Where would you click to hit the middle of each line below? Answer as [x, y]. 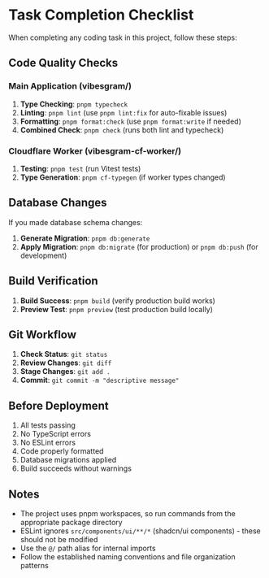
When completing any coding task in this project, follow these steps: [123, 37]
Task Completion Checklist [101, 15]
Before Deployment [59, 405]
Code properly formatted [62, 451]
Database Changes [58, 203]
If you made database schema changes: [76, 222]
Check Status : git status [64, 354]
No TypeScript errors [56, 434]
